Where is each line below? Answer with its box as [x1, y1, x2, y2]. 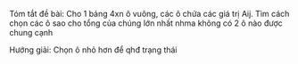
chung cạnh [9, 28, 54, 37]
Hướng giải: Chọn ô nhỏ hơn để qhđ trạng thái [9, 44, 178, 55]
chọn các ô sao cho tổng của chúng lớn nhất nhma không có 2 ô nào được [9, 18, 283, 28]
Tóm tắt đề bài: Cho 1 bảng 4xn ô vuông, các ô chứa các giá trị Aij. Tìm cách [9, 9, 290, 19]
